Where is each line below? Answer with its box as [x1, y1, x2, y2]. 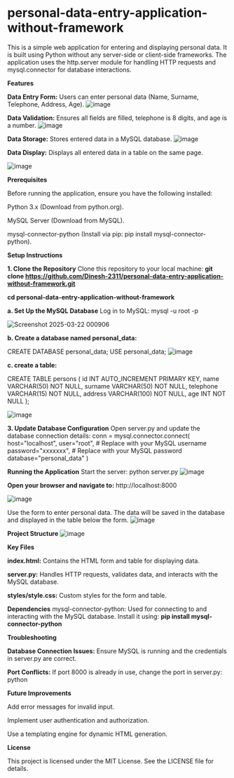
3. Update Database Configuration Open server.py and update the [7, 424, 201, 432]
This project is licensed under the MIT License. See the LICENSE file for [7, 756, 214, 765]
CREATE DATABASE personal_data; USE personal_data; [7, 347, 167, 356]
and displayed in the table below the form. [7, 516, 129, 524]
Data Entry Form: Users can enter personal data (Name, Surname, [7, 93, 199, 101]
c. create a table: [7, 361, 57, 369]
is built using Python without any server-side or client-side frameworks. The [7, 51, 227, 59]
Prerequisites [7, 175, 48, 184]
